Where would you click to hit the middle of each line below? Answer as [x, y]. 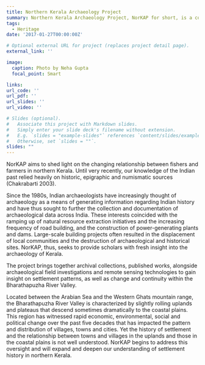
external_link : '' [30, 52]
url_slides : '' [26, 102]
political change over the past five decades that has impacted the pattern [99, 323]
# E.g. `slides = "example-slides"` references [71, 136]
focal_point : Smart [37, 74]
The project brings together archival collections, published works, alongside [102, 266]
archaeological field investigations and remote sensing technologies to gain [101, 272]
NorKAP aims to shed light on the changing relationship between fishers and [102, 164]
